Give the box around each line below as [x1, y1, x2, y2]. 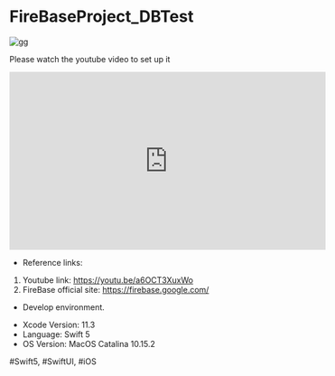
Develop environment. [22, 301, 106, 313]
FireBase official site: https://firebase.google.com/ [22, 284, 209, 295]
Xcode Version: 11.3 [22, 319, 96, 330]
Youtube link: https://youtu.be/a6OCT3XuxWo [22, 274, 194, 286]
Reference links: [22, 257, 83, 268]
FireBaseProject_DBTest [9, 6, 194, 27]
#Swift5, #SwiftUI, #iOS [9, 355, 97, 367]
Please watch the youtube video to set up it [9, 53, 171, 64]
